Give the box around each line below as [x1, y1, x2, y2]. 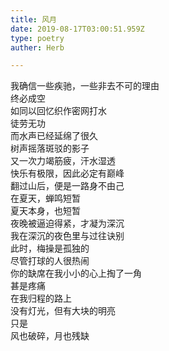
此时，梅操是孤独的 [10, 242, 90, 255]
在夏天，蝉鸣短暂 [10, 192, 81, 205]
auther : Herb [10, 42, 65, 53]
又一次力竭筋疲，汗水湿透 [10, 155, 116, 167]
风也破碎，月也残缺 [10, 330, 90, 342]
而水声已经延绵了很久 [10, 130, 98, 142]
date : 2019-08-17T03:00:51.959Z [10, 24, 145, 34]
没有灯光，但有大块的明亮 [10, 305, 116, 317]
